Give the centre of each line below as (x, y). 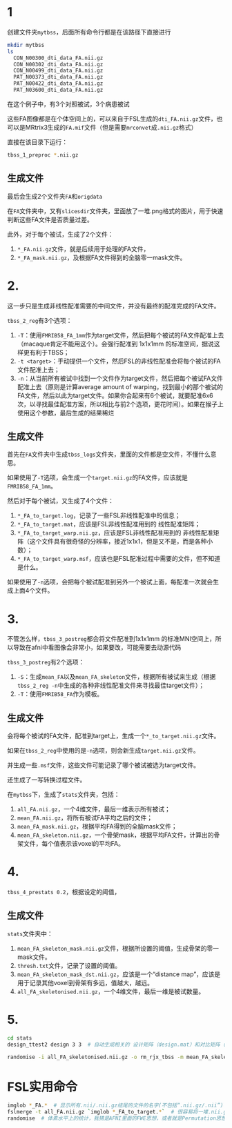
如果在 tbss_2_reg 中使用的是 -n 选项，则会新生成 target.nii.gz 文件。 (103, 751)
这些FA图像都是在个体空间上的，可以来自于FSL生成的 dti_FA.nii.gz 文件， (112, 119)
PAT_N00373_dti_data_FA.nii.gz (58, 77)
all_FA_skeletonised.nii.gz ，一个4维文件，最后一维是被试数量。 (111, 991)
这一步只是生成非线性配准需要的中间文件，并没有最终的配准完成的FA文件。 (114, 306)
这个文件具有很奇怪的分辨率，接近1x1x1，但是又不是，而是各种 (118, 542)
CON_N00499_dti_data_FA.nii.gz (58, 71)
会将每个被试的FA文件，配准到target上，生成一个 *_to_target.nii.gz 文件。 (114, 736)
